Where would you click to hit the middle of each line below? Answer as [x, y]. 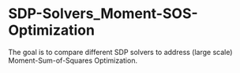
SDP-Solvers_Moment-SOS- [103, 14]
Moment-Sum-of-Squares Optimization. [73, 60]
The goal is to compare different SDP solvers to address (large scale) [120, 52]
